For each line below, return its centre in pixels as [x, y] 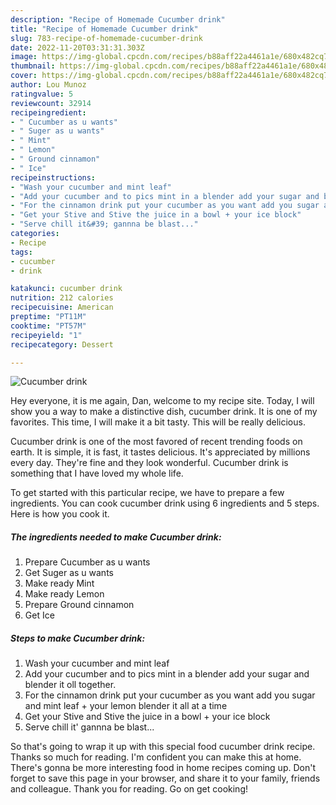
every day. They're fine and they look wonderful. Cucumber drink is [149, 463]
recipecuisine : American [62, 307]
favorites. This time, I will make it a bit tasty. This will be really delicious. [158, 422]
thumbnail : [33, 66]
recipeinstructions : [53, 177]
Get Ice [39, 615]
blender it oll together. [70, 685]
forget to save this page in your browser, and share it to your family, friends [165, 778]
